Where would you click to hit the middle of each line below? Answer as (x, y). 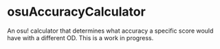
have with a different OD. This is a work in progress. (80, 37)
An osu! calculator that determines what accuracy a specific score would (110, 31)
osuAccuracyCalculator (76, 12)
